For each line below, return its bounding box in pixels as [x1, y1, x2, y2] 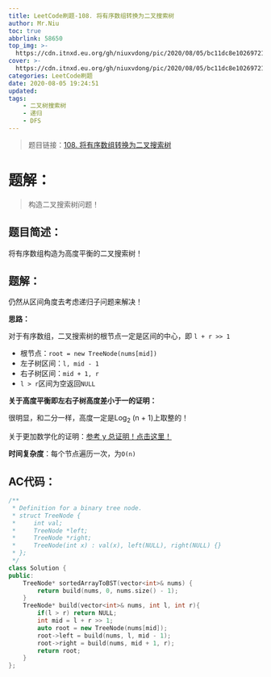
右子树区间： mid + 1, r [19, 369, 99, 378]
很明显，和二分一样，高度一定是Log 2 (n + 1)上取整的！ [8, 413, 190, 424]
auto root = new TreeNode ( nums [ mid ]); [37, 624, 168, 632]
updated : [8, 86, 38, 95]
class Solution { [8, 564, 67, 572]
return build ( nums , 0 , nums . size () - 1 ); [37, 587, 179, 595]
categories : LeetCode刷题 [8, 72, 93, 80]
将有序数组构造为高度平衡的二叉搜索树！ [8, 248, 143, 258]
